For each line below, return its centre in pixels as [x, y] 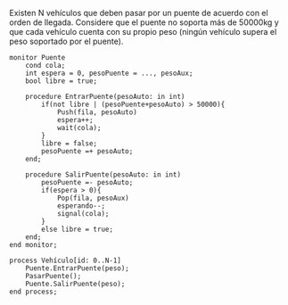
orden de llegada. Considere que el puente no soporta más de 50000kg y [144, 22]
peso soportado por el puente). [66, 41]
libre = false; [70, 144]
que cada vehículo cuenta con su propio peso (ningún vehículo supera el [143, 32]
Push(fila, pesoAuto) [97, 112]
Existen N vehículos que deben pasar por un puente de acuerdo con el [139, 13]
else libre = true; [78, 229]
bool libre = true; [62, 81]
